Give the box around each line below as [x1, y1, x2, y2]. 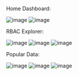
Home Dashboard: [6, 5, 51, 12]
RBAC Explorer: [6, 28, 44, 35]
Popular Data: [6, 51, 40, 58]
